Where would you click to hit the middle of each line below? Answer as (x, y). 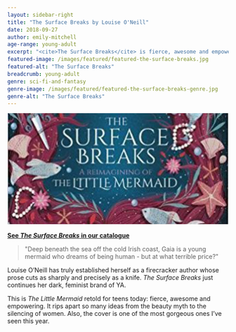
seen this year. (28, 321)
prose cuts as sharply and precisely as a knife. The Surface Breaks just (110, 277)
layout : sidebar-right (40, 15)
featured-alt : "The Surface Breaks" (61, 67)
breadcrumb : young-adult (44, 74)
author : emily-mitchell (42, 37)
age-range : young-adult (42, 45)
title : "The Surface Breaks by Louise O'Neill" (78, 22)
